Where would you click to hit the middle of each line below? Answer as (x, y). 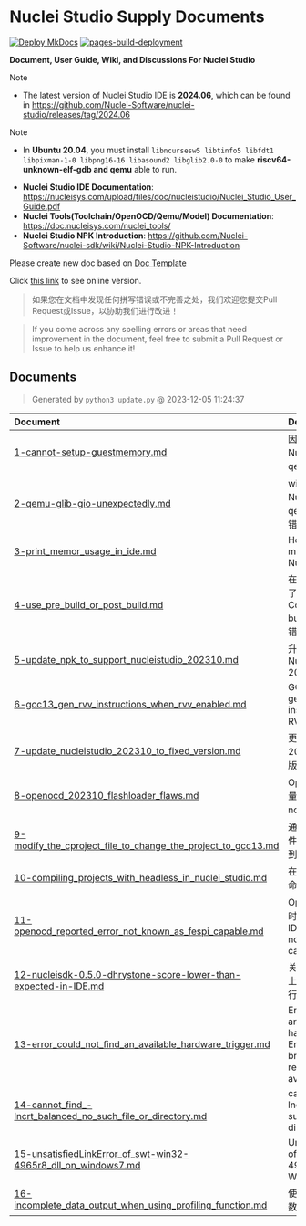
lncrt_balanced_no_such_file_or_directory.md (111, 1116)
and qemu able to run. (135, 169)
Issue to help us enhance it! (83, 348)
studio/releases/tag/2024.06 (76, 114)
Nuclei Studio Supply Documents (137, 17)
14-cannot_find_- (53, 1105)
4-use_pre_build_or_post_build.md (89, 604)
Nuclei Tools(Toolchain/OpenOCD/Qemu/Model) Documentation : (148, 215)
